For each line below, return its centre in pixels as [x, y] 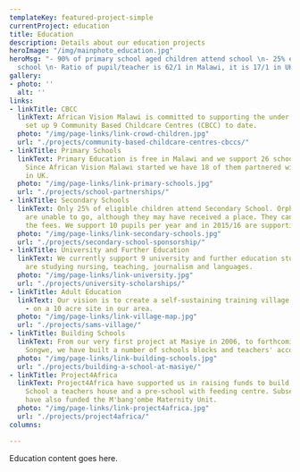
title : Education [42, 34]
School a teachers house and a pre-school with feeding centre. [147, 392]
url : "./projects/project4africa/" [83, 417]
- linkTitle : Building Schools [67, 333]
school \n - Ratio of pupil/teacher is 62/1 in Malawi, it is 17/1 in [149, 68]
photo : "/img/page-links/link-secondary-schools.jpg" [119, 233]
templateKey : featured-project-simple [81, 17]
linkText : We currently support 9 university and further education [147, 259]
